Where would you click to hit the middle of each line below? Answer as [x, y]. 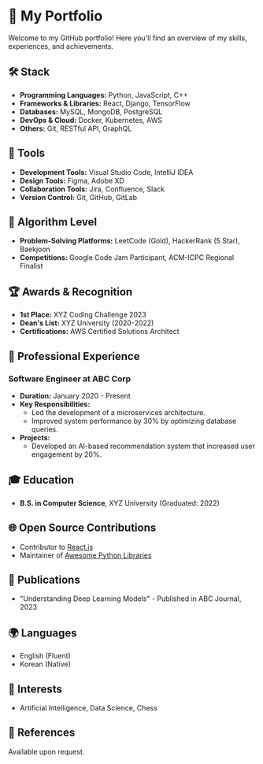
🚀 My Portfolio [56, 16]
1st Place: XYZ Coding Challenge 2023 [83, 315]
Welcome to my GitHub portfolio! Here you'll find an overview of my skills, [128, 38]
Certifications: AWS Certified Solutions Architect [99, 332]
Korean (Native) [45, 664]
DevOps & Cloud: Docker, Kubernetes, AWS [91, 120]
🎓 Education [41, 480]
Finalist [31, 266]
